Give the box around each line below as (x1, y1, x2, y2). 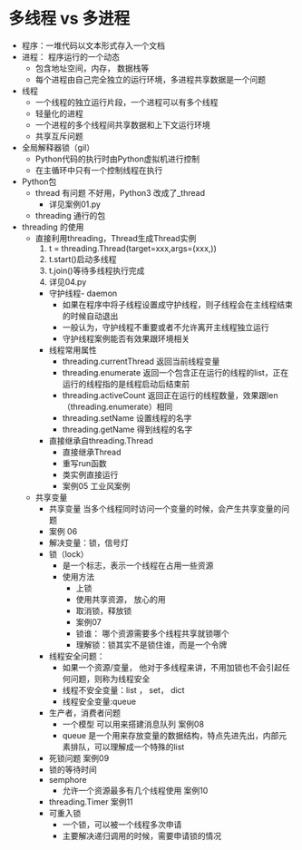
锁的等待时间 (48, 764, 97, 775)
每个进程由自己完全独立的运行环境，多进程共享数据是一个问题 (34, 73, 267, 84)
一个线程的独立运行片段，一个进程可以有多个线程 (34, 96, 219, 107)
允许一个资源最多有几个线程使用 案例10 (62, 785, 209, 796)
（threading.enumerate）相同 (62, 401, 173, 412)
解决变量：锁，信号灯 (48, 537, 129, 548)
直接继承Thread (62, 446, 122, 457)
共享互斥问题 (34, 131, 83, 142)
